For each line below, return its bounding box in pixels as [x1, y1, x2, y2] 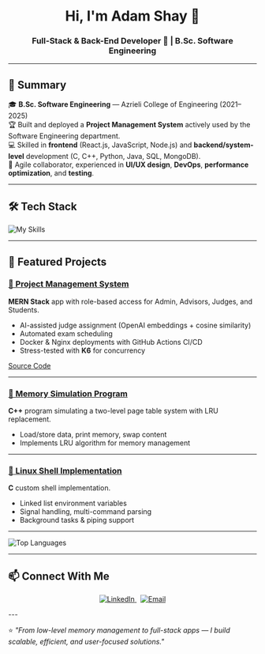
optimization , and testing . [8, 168, 95, 178]
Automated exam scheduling [19, 328, 113, 338]
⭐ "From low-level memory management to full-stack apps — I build [8, 626, 230, 635]
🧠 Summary [8, 78, 67, 92]
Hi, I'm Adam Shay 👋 [65, 7, 200, 25]
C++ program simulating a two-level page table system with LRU [8, 406, 218, 416]
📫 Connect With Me [8, 569, 110, 583]
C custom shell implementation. [8, 483, 111, 493]
